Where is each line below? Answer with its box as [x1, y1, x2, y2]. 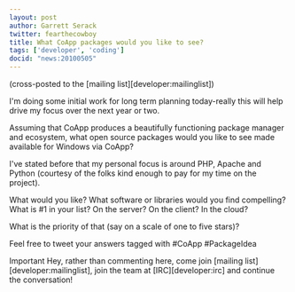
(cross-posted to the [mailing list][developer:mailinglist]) [9, 79, 214, 89]
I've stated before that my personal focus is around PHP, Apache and [9, 159, 261, 169]
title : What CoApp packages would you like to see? [9, 37, 204, 47]
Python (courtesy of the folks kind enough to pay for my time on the [9, 168, 257, 178]
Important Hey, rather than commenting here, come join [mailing [9, 256, 244, 266]
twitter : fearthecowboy [9, 29, 97, 38]
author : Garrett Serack [9, 21, 97, 30]
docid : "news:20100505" [9, 54, 97, 63]
